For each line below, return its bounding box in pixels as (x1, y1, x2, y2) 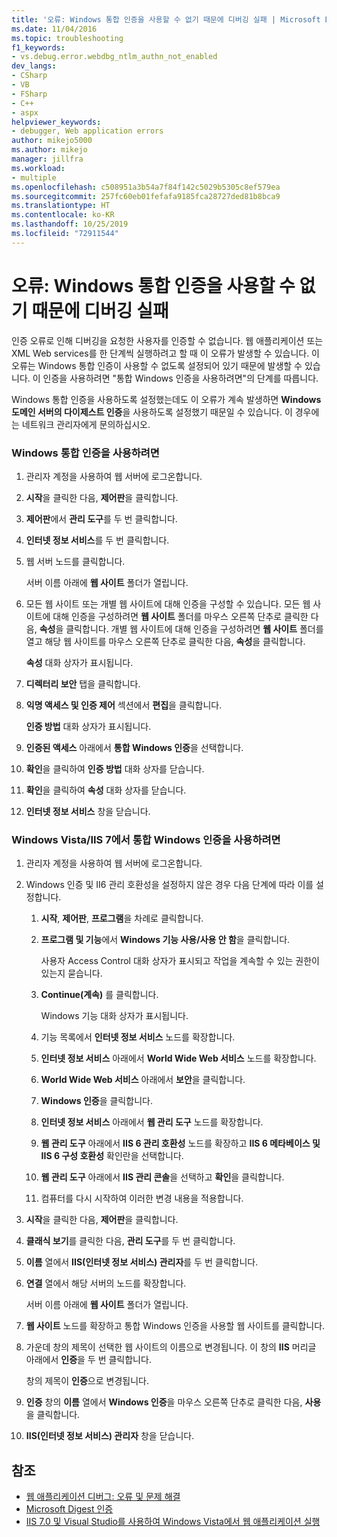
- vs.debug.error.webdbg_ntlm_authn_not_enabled (11, 52, 218, 62)
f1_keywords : (11, 42, 66, 53)
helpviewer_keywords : (11, 117, 102, 127)
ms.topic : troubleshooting (11, 33, 124, 43)
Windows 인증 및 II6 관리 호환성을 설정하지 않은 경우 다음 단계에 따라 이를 (25, 879, 314, 891)
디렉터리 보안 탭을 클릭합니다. (25, 677, 141, 690)
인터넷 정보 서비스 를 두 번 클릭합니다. (25, 534, 170, 546)
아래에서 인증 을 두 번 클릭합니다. (25, 1354, 152, 1366)
